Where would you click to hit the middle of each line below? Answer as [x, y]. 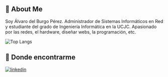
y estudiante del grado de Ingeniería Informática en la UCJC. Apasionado [81, 26]
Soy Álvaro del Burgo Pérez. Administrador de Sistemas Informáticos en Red [84, 21]
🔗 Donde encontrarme [40, 57]
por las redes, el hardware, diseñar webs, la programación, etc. [71, 32]
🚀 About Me [24, 9]
